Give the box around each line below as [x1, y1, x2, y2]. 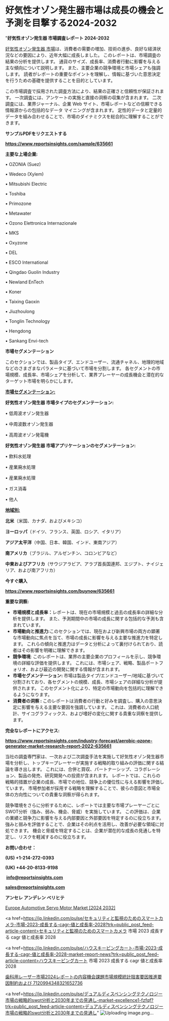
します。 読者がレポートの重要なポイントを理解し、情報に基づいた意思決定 [5, 71, 161, 77]
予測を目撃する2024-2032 [5, 17, 117, 29]
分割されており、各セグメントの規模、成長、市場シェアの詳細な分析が [12, 679, 158, 685]
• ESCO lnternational [5, 259, 48, 265]
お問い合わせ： [5, 844, 36, 850]
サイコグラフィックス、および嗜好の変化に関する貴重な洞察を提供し [21, 710, 163, 716]
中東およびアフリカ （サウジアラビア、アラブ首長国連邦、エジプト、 [5, 560, 146, 567]
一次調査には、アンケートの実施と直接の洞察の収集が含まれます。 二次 [15, 94, 161, 100]
